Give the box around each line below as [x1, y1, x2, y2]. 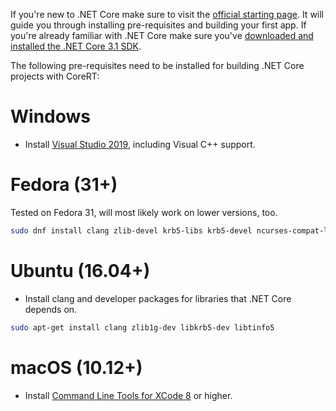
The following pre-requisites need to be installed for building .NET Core [10, 60, 305, 71]
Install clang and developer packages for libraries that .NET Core [24, 292, 292, 304]
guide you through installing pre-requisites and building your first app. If [10, 19, 307, 31]
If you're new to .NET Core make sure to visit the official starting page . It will [10, 9, 325, 20]
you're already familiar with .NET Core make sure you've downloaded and [10, 30, 314, 41]
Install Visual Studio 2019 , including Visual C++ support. [24, 138, 256, 150]
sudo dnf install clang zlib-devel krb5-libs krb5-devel [10, 225, 253, 236]
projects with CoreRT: [10, 70, 100, 82]
